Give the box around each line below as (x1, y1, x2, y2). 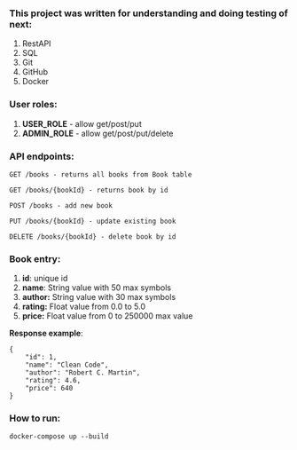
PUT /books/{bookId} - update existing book (9, 217, 176, 225)
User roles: (9, 99, 58, 111)
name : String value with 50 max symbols (21, 282, 172, 293)
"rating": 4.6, (25, 376, 82, 385)
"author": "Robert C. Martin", (25, 368, 141, 377)
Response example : (9, 328, 83, 339)
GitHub (21, 67, 49, 77)
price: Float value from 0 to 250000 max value (21, 311, 193, 321)
